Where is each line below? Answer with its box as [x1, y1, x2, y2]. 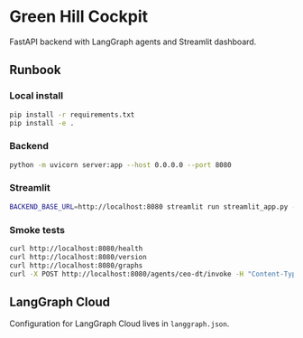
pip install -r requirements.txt [9, 110, 135, 119]
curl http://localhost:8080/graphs [9, 260, 143, 270]
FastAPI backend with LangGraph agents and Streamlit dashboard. [9, 36, 257, 47]
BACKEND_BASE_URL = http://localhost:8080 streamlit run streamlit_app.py [9, 202, 289, 211]
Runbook [9, 62, 61, 78]
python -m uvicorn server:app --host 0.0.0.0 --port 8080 [9, 160, 232, 169]
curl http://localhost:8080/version [9, 252, 147, 261]
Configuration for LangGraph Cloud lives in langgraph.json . [9, 318, 230, 329]
